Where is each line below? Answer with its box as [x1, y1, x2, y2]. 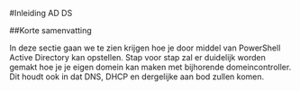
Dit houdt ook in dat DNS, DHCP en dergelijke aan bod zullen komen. [9, 71, 265, 82]
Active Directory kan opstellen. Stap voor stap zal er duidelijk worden [9, 52, 266, 62]
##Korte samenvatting [9, 25, 92, 35]
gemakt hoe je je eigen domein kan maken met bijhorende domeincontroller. [9, 62, 292, 72]
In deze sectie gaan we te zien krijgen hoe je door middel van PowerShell [9, 42, 281, 53]
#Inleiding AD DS [9, 8, 73, 18]
